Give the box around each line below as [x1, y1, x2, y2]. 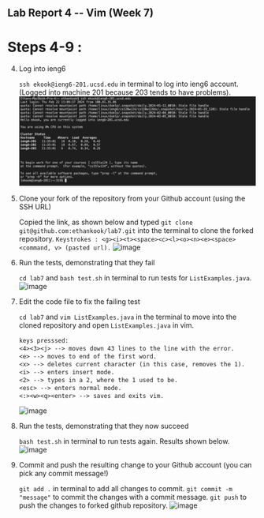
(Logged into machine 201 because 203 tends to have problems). [18, 88, 232, 97]
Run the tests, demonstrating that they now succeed [18, 422, 189, 431]
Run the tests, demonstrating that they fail [18, 258, 155, 268]
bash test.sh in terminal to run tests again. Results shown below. [18, 437, 230, 446]
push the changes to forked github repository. [18, 501, 169, 510]
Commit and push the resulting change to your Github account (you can [18, 460, 252, 470]
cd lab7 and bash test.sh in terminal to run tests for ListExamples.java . [18, 273, 252, 283]
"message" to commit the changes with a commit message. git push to [18, 493, 247, 502]
